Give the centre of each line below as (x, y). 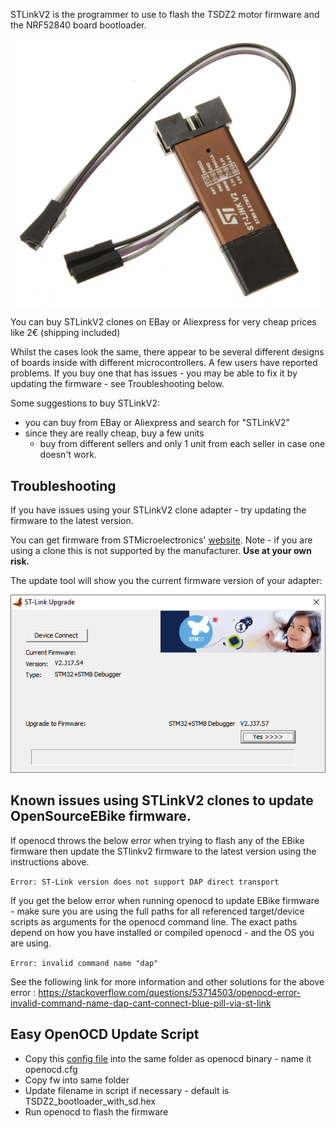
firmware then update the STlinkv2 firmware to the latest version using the (163, 851)
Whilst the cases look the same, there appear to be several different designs (167, 352)
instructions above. (50, 861)
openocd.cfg (51, 1069)
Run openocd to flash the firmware (96, 1111)
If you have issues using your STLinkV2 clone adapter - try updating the (158, 510)
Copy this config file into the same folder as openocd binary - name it (168, 1058)
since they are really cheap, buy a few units (114, 433)
